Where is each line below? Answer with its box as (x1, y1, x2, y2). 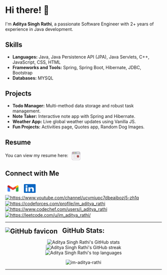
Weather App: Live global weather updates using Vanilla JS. (12, 118, 136, 124)
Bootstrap (12, 70, 33, 76)
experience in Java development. (5, 26, 74, 32)
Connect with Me (5, 169, 60, 178)
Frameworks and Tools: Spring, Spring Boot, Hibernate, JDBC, (12, 64, 142, 70)
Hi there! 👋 (5, 4, 50, 16)
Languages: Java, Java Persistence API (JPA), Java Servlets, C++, (12, 54, 150, 60)
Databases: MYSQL (12, 75, 54, 81)
